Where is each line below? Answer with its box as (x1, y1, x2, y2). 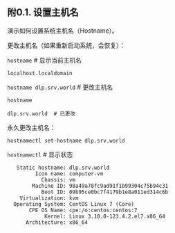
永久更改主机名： (7, 123, 56, 131)
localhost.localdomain (7, 70, 73, 77)
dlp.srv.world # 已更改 (7, 110, 76, 117)
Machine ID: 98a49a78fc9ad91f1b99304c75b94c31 (32, 182, 169, 189)
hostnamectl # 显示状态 (7, 150, 73, 159)
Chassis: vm (41, 176, 76, 183)
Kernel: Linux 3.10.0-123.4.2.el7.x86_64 (44, 213, 166, 220)
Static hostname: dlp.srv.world (16, 164, 110, 171)
